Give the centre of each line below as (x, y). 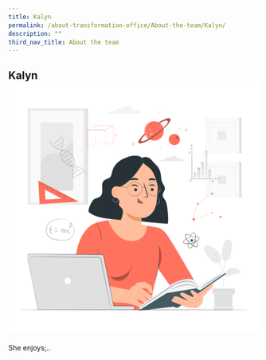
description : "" (35, 33)
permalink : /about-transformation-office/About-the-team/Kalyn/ (117, 25)
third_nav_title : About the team (64, 42)
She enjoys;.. (29, 348)
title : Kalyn (30, 17)
